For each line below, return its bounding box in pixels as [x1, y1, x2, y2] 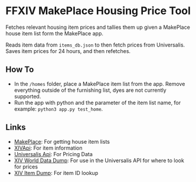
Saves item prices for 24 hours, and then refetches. [5, 47, 131, 54]
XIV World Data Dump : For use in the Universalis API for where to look [14, 157, 184, 164]
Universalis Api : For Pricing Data [14, 150, 93, 157]
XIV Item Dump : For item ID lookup [14, 169, 99, 176]
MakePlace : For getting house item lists [14, 138, 110, 145]
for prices [14, 163, 38, 170]
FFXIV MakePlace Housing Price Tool [5, 4, 191, 18]
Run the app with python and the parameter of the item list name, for [14, 99, 181, 106]
